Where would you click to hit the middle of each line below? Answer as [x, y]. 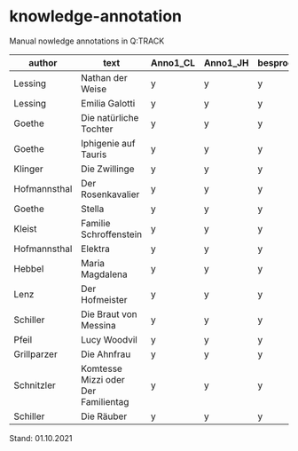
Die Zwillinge [108, 169]
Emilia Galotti [108, 103]
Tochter [97, 129]
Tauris [94, 154]
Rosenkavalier [110, 194]
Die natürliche [110, 117]
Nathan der [104, 77]
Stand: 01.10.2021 [41, 438]
